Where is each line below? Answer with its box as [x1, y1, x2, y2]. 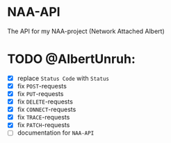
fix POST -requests [17, 82, 67, 90]
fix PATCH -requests [17, 121, 70, 129]
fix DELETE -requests [17, 97, 73, 106]
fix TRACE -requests [17, 113, 70, 122]
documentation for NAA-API [17, 128, 95, 137]
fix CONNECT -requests [17, 105, 76, 114]
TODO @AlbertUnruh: [7, 51, 136, 67]
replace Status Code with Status [17, 74, 110, 82]
